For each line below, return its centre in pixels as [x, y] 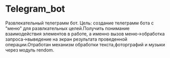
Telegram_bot [35, 9]
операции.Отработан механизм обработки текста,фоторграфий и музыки [85, 44]
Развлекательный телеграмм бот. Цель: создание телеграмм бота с [80, 23]
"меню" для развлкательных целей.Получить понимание [67, 28]
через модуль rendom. [30, 50]
